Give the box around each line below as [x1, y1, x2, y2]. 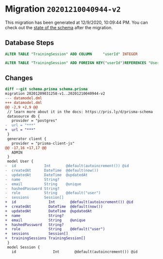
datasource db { [7, 114, 40, 119]
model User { [7, 159, 34, 164]
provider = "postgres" [11, 118, 57, 123]
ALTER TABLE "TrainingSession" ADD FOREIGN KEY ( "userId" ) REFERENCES [5, 60, 147, 65]
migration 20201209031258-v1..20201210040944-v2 [5, 91, 105, 96]
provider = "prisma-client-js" [11, 141, 75, 146]
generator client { [7, 136, 47, 141]
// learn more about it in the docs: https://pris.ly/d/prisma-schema [7, 109, 153, 114]
